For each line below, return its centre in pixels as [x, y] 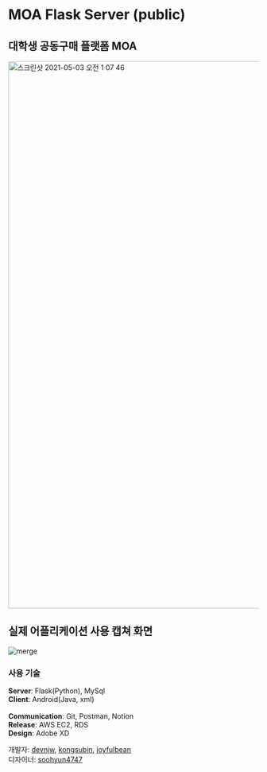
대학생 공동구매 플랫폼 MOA [73, 46]
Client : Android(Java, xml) [51, 700]
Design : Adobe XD [39, 733]
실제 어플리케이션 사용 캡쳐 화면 [81, 632]
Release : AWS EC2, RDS [48, 725]
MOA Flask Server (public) [97, 15]
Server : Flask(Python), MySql [57, 691]
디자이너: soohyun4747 [46, 760]
